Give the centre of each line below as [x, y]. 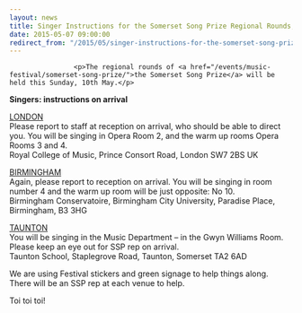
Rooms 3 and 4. [39, 145]
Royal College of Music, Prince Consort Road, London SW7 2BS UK [134, 155]
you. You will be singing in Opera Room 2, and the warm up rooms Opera [144, 136]
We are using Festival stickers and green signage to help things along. [139, 274]
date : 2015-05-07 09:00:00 [60, 34]
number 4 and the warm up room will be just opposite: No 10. [122, 191]
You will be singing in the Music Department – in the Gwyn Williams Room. [147, 238]
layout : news [34, 17]
